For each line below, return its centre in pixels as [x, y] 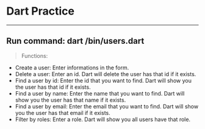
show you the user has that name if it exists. [70, 100]
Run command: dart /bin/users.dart [75, 41]
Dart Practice [41, 11]
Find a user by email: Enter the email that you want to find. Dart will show [107, 106]
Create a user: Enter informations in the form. [72, 68]
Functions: [34, 55]
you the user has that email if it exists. [63, 113]
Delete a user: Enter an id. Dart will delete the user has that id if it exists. [106, 74]
